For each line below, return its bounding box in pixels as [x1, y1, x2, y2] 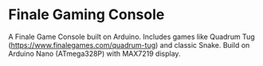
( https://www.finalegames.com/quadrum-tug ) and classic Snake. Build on [8, 40, 250, 49]
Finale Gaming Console [8, 6, 165, 24]
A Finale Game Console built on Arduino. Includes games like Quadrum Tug [8, 32, 255, 41]
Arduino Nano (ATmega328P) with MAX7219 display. [8, 49, 181, 58]
